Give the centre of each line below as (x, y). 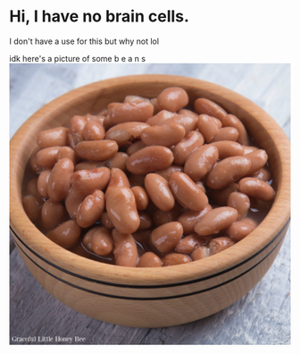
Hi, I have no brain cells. (100, 17)
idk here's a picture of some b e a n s (77, 58)
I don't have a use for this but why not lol (84, 41)
